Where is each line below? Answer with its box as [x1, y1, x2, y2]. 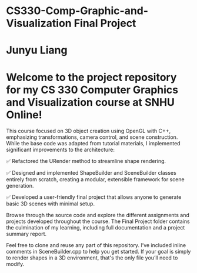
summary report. [6, 231, 47, 238]
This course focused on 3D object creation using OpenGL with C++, [6, 128, 171, 135]
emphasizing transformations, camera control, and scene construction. [6, 134, 178, 141]
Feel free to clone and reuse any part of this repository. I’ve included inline [6, 242, 186, 249]
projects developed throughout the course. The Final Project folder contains [6, 218, 190, 225]
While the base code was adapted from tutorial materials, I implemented [6, 140, 181, 147]
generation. [6, 182, 34, 189]
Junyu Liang [6, 44, 68, 57]
